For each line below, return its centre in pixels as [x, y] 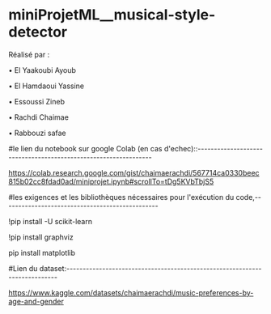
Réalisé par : [29, 54]
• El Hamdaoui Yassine [47, 86]
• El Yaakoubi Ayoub [42, 70]
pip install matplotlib [42, 252]
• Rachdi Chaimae [38, 117]
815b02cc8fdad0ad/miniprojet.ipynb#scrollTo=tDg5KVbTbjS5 [111, 181]
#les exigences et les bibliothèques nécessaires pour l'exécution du [121, 197]
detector [38, 32]
